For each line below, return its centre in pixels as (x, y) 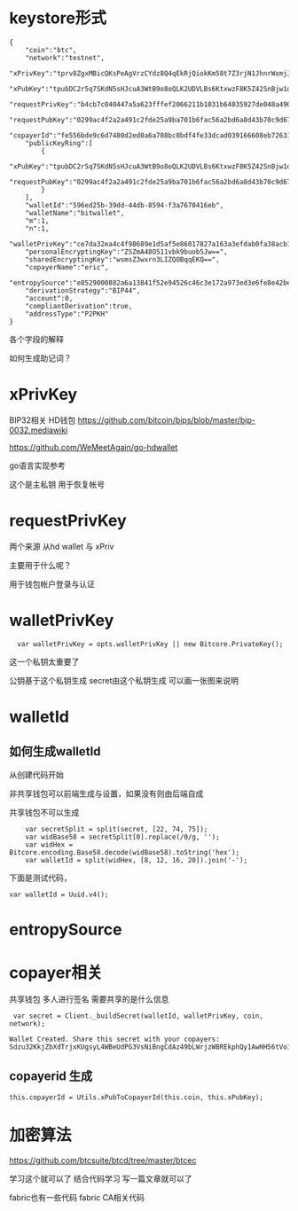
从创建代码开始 (36, 774)
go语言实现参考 (37, 465)
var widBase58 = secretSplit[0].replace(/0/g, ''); (122, 837)
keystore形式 (58, 18)
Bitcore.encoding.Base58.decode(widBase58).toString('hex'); (125, 852)
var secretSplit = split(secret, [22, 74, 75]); (117, 829)
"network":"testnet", (65, 58)
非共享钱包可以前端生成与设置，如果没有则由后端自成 (106, 793)
